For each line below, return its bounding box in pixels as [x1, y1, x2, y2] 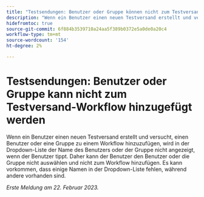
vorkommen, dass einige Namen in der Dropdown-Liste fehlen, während [6, 165, 187, 173]
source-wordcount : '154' [6, 37, 69, 43]
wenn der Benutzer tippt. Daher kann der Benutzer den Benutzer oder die [6, 153, 190, 160]
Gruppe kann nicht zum [6, 88, 127, 101]
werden [6, 113, 46, 127]
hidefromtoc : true [6, 20, 53, 26]
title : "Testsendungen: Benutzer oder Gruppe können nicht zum [6, 9, 170, 15]
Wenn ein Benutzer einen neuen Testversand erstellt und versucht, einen [6, 133, 189, 140]
